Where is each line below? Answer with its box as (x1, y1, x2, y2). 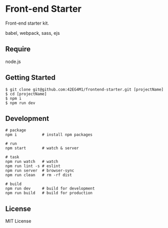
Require (5, 45, 31, 54)
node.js (5, 58, 22, 65)
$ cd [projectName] (5, 91, 47, 96)
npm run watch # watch (5, 159, 58, 164)
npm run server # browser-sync (5, 168, 74, 173)
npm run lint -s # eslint (5, 163, 60, 169)
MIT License (5, 218, 32, 224)
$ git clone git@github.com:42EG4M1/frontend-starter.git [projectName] (5, 87, 164, 92)
